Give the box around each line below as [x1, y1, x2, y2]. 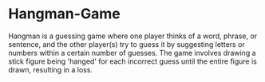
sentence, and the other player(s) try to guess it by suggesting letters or [8, 39, 245, 49]
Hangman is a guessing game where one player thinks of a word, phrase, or [8, 31, 258, 41]
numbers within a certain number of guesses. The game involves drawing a [8, 48, 257, 57]
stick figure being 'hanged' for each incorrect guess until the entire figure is [8, 57, 257, 66]
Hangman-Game [8, 5, 121, 23]
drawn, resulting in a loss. [8, 64, 93, 74]
